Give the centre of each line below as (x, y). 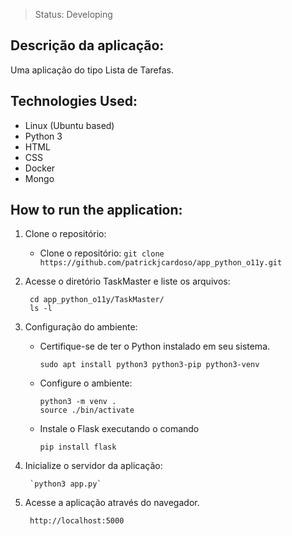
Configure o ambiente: (86, 383)
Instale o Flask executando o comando (119, 429)
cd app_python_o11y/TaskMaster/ (97, 300)
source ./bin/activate (87, 410)
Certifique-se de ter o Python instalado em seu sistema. (155, 346)
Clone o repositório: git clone (102, 253)
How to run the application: (96, 210)
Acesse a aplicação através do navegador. (112, 503)
